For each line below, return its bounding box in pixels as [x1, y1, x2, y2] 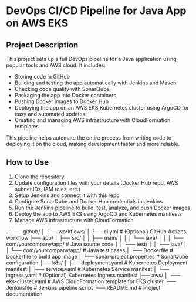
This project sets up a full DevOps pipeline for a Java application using [6, 56, 177, 62]
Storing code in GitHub [14, 73, 70, 80]
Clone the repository [14, 173, 65, 180]
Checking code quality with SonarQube [14, 86, 110, 92]
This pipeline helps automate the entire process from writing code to [6, 134, 172, 141]
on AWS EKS [6, 16, 69, 30]
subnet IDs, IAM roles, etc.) [14, 185, 81, 192]
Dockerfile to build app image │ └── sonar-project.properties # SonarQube [6, 253, 189, 260]
